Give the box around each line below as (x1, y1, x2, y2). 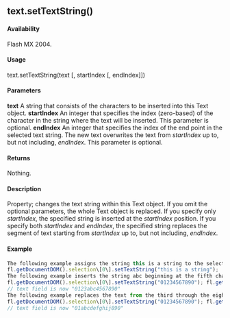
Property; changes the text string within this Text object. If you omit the (7, 200, 208, 208)
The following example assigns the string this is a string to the (7, 260, 204, 267)
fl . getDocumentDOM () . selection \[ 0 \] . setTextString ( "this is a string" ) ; (7, 267, 219, 273)
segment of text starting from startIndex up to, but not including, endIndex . (7, 229, 218, 237)
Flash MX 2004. (7, 40, 53, 48)
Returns (7, 154, 31, 162)
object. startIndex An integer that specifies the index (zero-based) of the (7, 109, 214, 117)
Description (7, 184, 42, 193)
